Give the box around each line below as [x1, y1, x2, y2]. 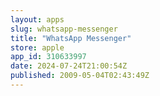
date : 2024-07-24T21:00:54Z [10, 61, 128, 71]
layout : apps [10, 14, 65, 25]
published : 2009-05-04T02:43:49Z [10, 71, 150, 81]
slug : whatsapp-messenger [10, 24, 118, 34]
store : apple [10, 42, 65, 53]
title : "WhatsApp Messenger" [10, 33, 132, 43]
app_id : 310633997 [10, 52, 87, 62]
